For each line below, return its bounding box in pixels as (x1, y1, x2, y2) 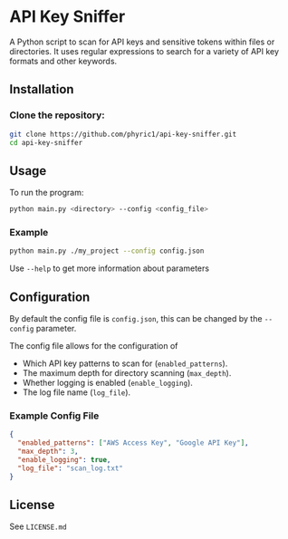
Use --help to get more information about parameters (9, 263, 210, 274)
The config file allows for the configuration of (9, 341, 178, 351)
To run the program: (9, 188, 84, 198)
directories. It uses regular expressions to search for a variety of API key (9, 45, 279, 56)
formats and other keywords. (9, 55, 118, 66)
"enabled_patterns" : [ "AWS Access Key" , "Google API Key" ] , (17, 438, 249, 448)
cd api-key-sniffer (9, 138, 83, 147)
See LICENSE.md (9, 521, 67, 532)
